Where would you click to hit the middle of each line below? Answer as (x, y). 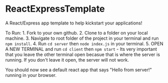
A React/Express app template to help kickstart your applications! (74, 23)
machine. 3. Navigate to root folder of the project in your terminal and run (82, 38)
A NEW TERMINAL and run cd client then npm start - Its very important (81, 49)
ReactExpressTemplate (55, 9)
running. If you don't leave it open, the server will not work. (67, 60)
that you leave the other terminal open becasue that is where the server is (83, 54)
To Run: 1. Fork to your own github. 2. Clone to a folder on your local (77, 33)
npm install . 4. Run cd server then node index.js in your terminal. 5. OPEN (85, 43)
